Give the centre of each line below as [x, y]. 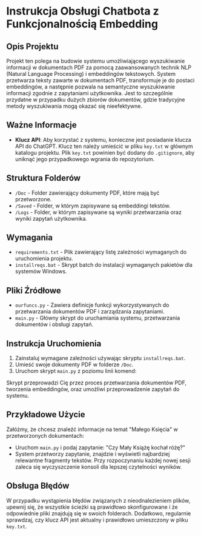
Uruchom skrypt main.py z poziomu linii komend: [76, 371]
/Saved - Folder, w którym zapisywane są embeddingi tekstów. [93, 206]
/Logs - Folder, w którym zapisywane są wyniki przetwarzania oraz [98, 212]
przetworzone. [33, 199]
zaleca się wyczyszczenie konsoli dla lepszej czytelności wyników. [98, 467]
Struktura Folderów [43, 178]
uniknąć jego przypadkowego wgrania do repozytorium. [85, 159]
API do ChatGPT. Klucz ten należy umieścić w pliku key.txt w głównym [104, 146]
